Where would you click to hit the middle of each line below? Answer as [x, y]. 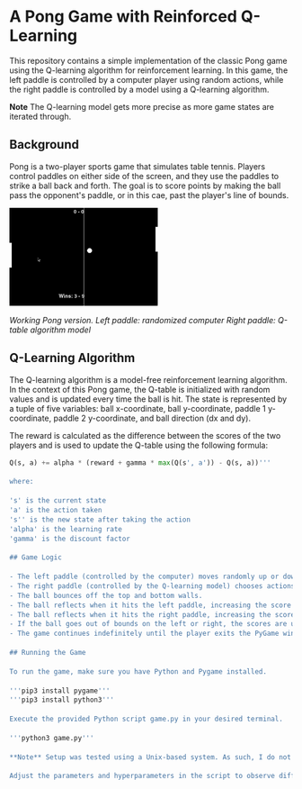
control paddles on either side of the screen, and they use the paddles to [144, 176]
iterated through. [40, 116]
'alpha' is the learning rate [66, 529]
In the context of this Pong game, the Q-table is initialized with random [140, 389]
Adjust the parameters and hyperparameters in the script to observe [142, 776]
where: [22, 482]
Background [44, 145]
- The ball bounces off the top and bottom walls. [106, 595]
